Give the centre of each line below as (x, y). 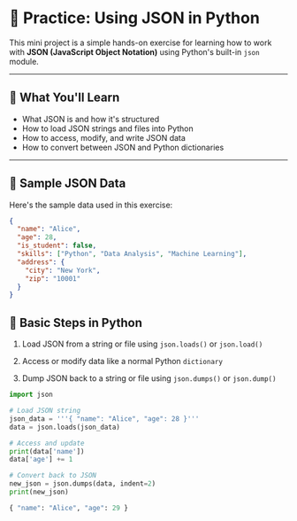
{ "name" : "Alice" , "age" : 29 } (69, 508)
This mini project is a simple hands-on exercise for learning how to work (141, 43)
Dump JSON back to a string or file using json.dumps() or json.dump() (149, 378)
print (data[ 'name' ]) (47, 451)
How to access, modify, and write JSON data (103, 137)
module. (24, 61)
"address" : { (41, 262)
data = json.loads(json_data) (65, 427)
